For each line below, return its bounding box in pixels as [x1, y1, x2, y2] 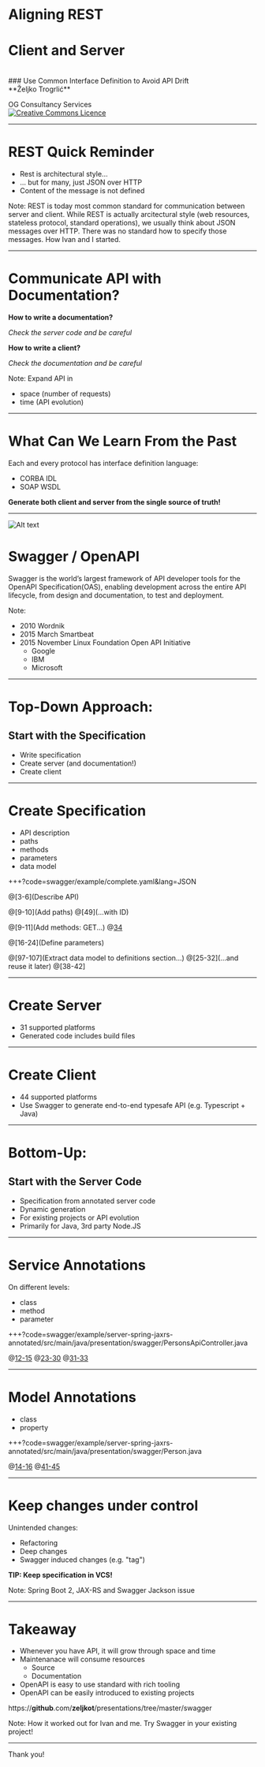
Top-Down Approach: [8, 698, 154, 716]
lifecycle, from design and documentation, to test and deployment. [8, 590, 225, 600]
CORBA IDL [19, 473, 58, 483]
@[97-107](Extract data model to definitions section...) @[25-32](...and [8, 952, 239, 963]
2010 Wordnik [19, 621, 65, 630]
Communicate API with [8, 270, 162, 288]
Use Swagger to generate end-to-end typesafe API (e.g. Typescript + [19, 1100, 246, 1109]
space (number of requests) [19, 389, 111, 398]
